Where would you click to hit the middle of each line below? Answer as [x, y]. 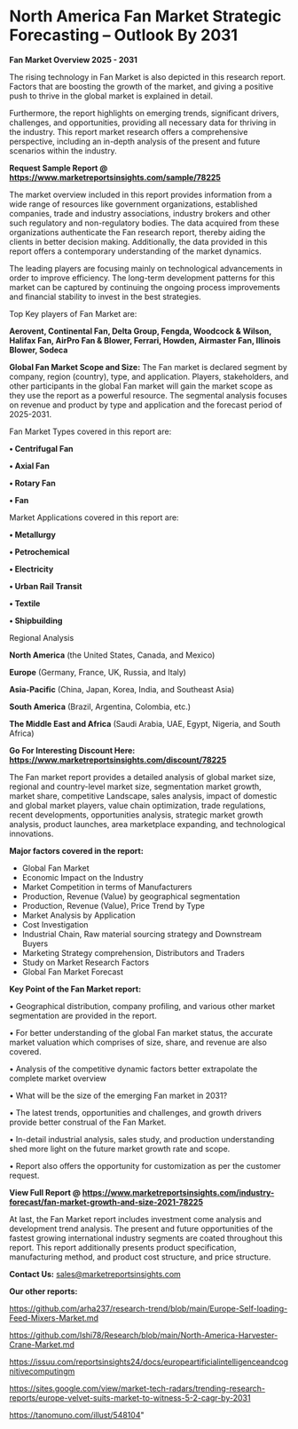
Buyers [35, 943]
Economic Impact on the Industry [82, 877]
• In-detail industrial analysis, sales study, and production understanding [142, 1139]
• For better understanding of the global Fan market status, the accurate [141, 1032]
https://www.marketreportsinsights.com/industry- [178, 1192]
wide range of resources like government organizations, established [133, 204]
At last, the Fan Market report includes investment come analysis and [135, 1219]
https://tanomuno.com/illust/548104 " [77, 1415]
